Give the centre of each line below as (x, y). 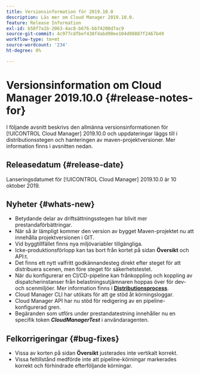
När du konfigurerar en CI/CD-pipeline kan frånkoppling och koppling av (104, 275)
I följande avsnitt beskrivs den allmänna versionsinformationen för (87, 127)
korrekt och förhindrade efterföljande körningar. (73, 366)
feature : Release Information (44, 23)
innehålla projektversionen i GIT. (54, 238)
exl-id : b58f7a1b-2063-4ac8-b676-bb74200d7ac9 (65, 28)
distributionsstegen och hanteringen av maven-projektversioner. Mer (91, 140)
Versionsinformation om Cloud (84, 85)
